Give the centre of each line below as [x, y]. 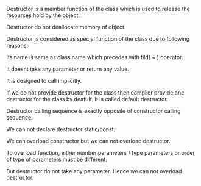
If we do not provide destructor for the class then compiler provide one [95, 93]
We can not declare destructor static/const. [61, 129]
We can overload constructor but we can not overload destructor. [88, 141]
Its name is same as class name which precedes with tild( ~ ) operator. [95, 57]
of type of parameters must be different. [57, 159]
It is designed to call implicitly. [44, 81]
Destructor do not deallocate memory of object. [66, 27]
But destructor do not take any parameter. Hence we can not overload [94, 171]
